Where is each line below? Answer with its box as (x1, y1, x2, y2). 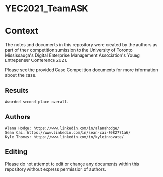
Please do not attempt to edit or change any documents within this (5, 161, 139, 167)
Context (5, 26, 39, 37)
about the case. (5, 72, 37, 78)
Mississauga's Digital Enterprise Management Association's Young (5, 52, 140, 58)
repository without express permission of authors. (5, 166, 107, 172)
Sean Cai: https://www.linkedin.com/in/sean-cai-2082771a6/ (5, 130, 131, 135)
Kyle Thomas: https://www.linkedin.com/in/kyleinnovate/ (5, 134, 124, 139)
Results (5, 87, 29, 95)
